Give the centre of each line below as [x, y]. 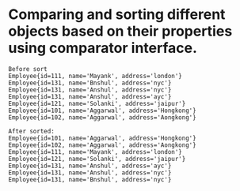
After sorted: [32, 131]
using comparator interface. [103, 48]
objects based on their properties [120, 31]
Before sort [28, 69]
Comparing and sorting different [117, 15]
